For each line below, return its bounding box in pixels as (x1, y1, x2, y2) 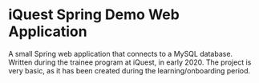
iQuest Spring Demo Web (8, 6, 180, 24)
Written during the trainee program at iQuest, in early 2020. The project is (8, 57, 252, 67)
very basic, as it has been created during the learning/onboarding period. (8, 65, 251, 75)
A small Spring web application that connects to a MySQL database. (8, 49, 233, 58)
